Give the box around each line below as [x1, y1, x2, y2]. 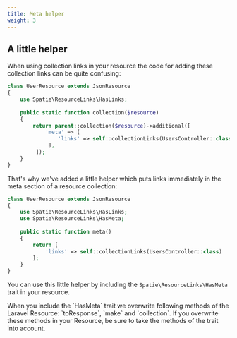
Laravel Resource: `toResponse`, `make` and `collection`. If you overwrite [7, 309, 219, 318]
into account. [7, 324, 46, 332]
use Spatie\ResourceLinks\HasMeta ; [20, 215, 125, 222]
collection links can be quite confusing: [7, 69, 121, 78]
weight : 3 [7, 17, 37, 24]
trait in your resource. [7, 288, 71, 296]
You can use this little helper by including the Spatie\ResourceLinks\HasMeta [7, 280, 228, 289]
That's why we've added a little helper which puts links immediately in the [7, 174, 221, 183]
